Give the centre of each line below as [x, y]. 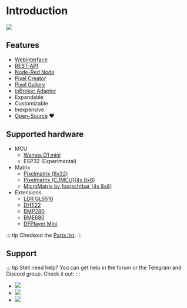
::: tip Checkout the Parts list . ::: [44, 235]
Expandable [29, 97]
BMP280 [34, 211]
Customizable [31, 103]
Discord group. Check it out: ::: [43, 274]
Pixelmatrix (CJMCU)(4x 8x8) [59, 180]
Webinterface [31, 59]
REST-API [26, 65]
